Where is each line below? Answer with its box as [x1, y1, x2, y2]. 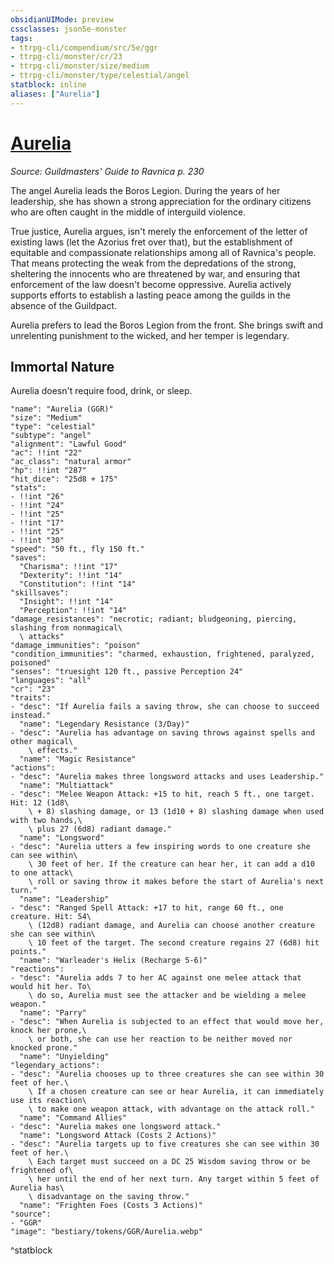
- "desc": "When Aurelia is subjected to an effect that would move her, [10, 1017, 325, 1027]
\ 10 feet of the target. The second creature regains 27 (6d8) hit [28, 938, 320, 948]
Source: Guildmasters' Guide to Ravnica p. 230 [10, 165, 205, 177]
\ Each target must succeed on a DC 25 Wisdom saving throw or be [28, 1157, 311, 1167]
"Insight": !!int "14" [19, 597, 114, 607]
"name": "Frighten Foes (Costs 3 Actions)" [19, 1201, 203, 1211]
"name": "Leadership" [19, 894, 110, 905]
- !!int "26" [10, 492, 65, 502]
